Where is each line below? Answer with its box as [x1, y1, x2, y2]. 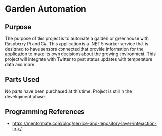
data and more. [5, 62, 36, 67]
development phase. [5, 93, 46, 99]
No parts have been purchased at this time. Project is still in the [5, 88, 132, 94]
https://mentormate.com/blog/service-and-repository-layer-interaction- [12, 120, 157, 126]
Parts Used [5, 75, 40, 84]
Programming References [5, 108, 85, 116]
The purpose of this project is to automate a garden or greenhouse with [5, 35, 149, 41]
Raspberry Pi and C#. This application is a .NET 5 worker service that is [5, 41, 149, 47]
